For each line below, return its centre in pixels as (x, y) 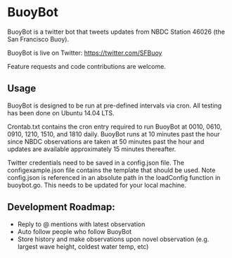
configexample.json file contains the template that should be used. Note (111, 170)
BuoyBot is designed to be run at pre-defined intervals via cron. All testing (115, 105)
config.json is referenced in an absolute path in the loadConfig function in (114, 177)
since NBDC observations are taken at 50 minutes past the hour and (106, 141)
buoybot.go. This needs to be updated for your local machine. (97, 185)
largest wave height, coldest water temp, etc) (83, 246)
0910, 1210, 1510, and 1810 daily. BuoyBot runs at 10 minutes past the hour (114, 134)
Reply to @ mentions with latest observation (81, 224)
